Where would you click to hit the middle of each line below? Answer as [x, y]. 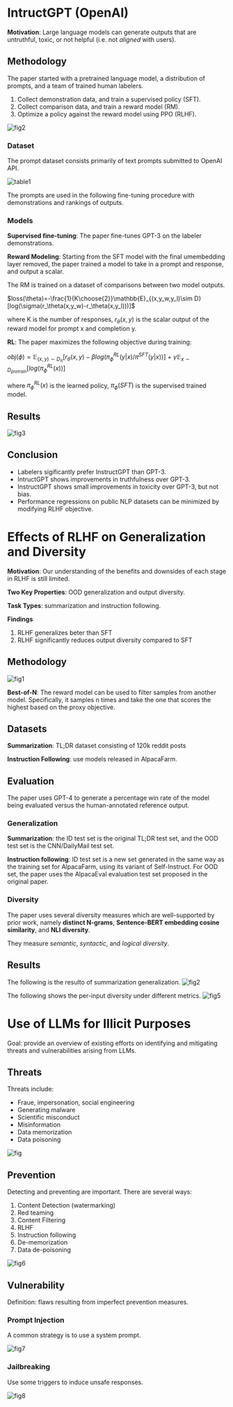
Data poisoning [39, 1140]
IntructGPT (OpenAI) [68, 13]
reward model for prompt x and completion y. [72, 328]
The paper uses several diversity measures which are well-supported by [111, 915]
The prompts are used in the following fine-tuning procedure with [101, 195]
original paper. [28, 882]
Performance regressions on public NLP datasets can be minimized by [118, 501]
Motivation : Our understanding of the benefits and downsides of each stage [117, 571]
